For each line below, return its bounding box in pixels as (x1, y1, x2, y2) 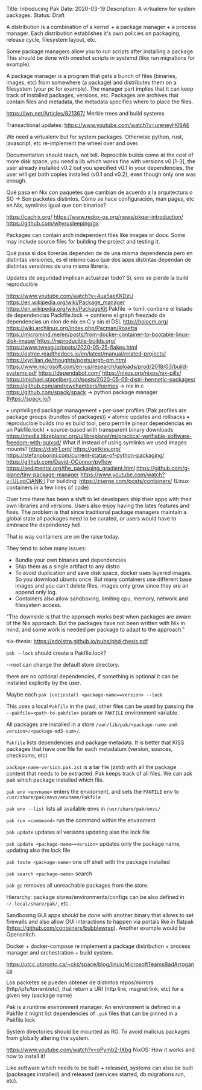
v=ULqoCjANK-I (6, 478, 46, 484)
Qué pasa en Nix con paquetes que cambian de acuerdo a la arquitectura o (6, 189, 193, 196)
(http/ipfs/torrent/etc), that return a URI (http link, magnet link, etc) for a (6, 985, 184, 992)
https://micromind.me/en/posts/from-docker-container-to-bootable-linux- (6, 331, 191, 338)
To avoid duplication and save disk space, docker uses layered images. (14, 569, 192, 576)
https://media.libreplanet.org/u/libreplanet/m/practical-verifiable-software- (6, 432, 192, 440)
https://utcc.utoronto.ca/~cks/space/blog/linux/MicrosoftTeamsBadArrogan (6, 961, 195, 968)
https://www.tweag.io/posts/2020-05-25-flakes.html (6, 344, 137, 351)
